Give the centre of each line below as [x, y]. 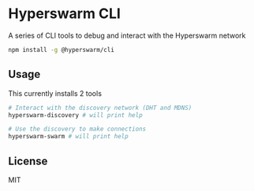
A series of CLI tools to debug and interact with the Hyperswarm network [127, 35]
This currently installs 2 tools [55, 93]
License [28, 161]
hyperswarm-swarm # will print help [68, 137]
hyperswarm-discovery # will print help [76, 115]
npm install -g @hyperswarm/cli [61, 50]
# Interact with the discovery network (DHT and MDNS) [100, 108]
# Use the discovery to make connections [77, 129]
